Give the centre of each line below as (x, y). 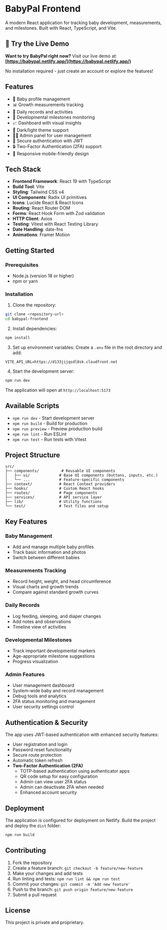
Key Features (26, 521)
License (18, 911)
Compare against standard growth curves (55, 592)
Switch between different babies (46, 558)
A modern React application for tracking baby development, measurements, (83, 23)
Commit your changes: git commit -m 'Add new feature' (71, 884)
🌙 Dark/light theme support (40, 130)
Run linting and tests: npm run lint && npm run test (66, 879)
